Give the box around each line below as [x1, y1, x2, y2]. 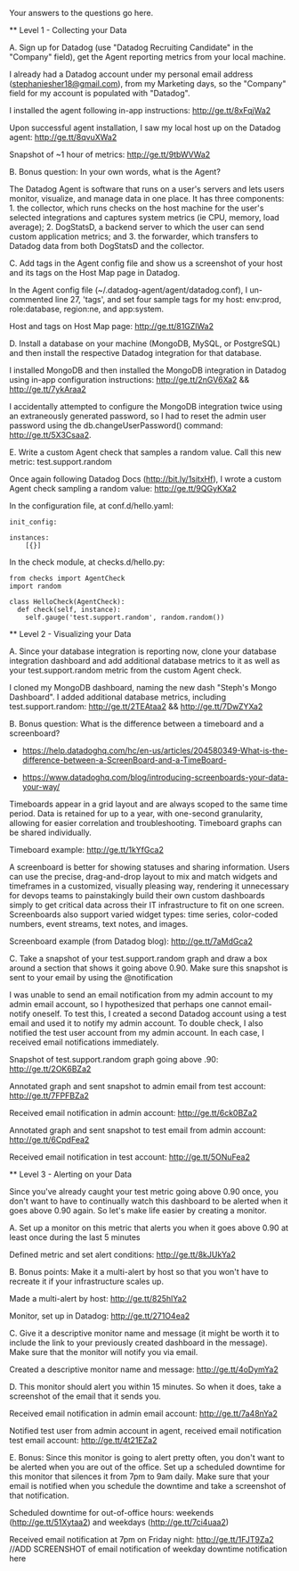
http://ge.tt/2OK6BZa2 [9, 1063, 92, 1074]
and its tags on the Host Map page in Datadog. [9, 268, 181, 277]
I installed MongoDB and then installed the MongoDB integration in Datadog [9, 365, 287, 376]
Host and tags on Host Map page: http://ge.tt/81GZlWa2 [9, 321, 214, 331]
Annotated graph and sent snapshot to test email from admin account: [9, 1125, 267, 1136]
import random [9, 582, 62, 591]
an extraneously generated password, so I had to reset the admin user [9, 410, 267, 421]
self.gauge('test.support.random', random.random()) [25, 613, 225, 622]
